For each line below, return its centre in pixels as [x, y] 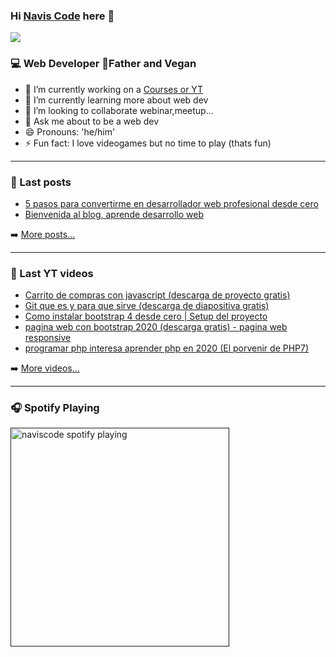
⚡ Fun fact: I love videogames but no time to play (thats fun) [148, 143]
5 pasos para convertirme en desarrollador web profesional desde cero [171, 203]
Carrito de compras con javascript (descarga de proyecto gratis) [157, 295]
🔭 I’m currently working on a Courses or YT [114, 89]
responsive [48, 338]
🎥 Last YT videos [52, 273]
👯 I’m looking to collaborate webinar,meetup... [119, 110]
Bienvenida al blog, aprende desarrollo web [114, 214]
